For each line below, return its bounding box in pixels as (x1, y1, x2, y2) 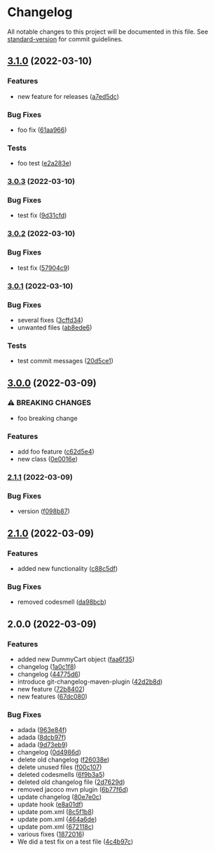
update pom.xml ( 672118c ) (17, 823, 95, 831)
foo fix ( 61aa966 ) (17, 126, 67, 134)
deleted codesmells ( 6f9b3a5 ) (17, 771, 105, 779)
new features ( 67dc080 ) (17, 692, 88, 701)
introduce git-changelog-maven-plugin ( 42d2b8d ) (17, 677, 163, 686)
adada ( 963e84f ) (17, 726, 67, 734)
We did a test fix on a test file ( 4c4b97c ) (17, 837, 134, 846)
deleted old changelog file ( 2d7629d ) (17, 778, 125, 786)
